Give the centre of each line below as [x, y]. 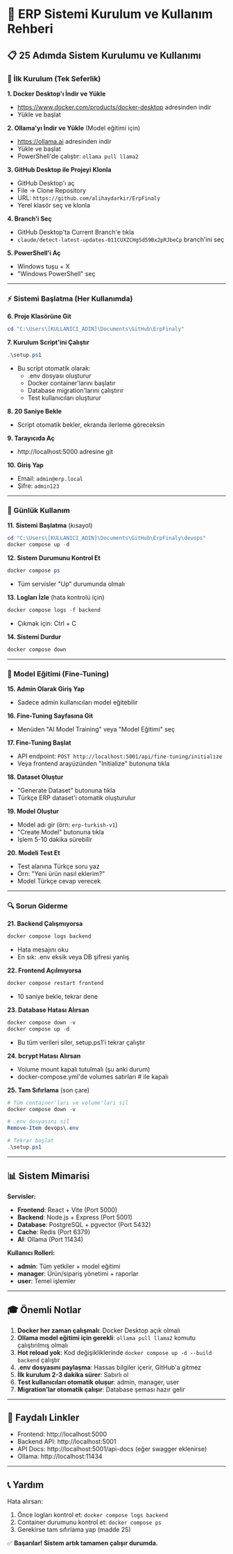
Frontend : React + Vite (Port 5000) [67, 1210]
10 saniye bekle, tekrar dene [58, 996]
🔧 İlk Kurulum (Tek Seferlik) [54, 78]
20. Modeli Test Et [34, 852]
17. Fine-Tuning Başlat [39, 743]
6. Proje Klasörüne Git [39, 316]
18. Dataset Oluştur [35, 777]
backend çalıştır [38, 1360]
